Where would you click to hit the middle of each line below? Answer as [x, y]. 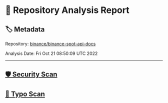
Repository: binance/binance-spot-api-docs [50, 44]
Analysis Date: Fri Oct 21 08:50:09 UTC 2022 [51, 53]
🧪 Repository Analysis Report [67, 10]
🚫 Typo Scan [25, 94]
